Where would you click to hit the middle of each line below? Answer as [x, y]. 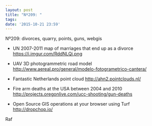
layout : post [19, 10]
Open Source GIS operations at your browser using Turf [71, 104]
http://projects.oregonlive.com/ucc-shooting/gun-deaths [72, 94]
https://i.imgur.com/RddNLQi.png [47, 54]
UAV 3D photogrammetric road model [52, 64]
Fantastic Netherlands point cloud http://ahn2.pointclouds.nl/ [77, 79]
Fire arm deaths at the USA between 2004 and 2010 [67, 89]
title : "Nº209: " [24, 15]
